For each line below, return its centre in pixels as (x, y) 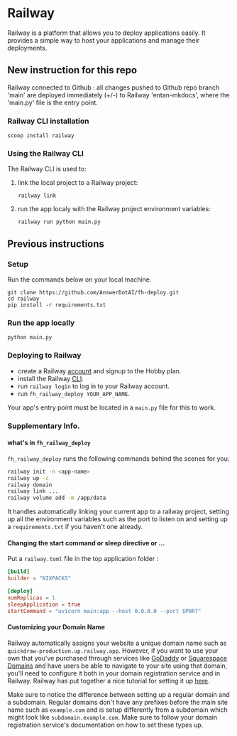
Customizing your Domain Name (56, 627)
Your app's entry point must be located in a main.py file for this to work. (112, 407)
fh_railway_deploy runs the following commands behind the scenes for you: (118, 458)
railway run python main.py (59, 222)
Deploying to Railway (44, 356)
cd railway (23, 299)
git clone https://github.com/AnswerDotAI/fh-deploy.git (93, 293)
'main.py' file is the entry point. (53, 102)
